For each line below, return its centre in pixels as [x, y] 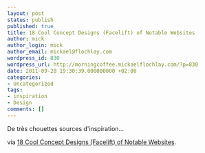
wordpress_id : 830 [33, 58]
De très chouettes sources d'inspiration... [66, 128]
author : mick [26, 39]
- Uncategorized [30, 84]
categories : [24, 77]
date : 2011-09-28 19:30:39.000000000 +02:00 [72, 71]
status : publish [30, 20]
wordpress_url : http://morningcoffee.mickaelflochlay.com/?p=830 [102, 64]
